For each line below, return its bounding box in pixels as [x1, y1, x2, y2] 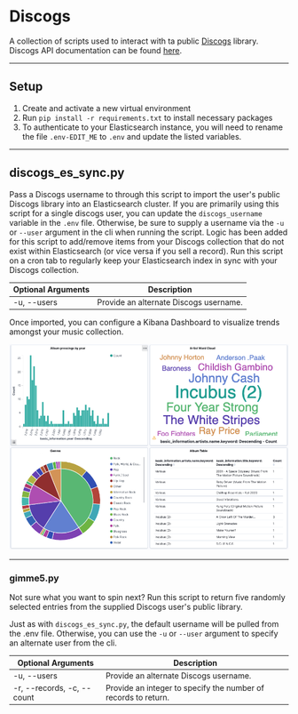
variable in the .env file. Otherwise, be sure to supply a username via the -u [9, 217, 285, 228]
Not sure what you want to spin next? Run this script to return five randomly [9, 592, 286, 602]
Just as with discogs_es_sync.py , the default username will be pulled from [9, 619, 279, 629]
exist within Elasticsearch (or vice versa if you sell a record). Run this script [9, 245, 284, 256]
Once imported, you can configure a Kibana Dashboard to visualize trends [9, 317, 280, 327]
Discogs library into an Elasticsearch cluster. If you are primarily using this [9, 198, 279, 209]
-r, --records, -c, [12, 683, 80, 693]
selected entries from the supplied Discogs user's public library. [9, 602, 243, 612]
